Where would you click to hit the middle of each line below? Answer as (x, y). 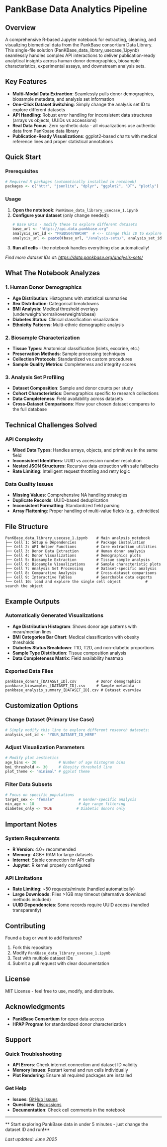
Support (18, 1040)
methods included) (32, 900)
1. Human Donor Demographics (43, 287)
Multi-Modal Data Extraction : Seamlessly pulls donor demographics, (83, 94)
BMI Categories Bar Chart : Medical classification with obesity (76, 637)
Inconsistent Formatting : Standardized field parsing (66, 506)
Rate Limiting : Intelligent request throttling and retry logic (71, 471)
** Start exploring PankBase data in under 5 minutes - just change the (77, 1124)
